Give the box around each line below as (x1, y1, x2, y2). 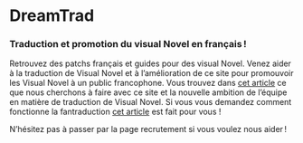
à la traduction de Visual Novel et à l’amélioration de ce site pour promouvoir (9, 68, 294, 79)
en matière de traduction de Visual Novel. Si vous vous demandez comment (9, 97, 292, 108)
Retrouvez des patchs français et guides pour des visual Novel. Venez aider (9, 58, 292, 69)
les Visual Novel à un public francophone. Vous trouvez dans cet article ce (9, 78, 287, 89)
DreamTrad (9, 5, 95, 26)
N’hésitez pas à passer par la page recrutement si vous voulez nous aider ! (9, 124, 288, 135)
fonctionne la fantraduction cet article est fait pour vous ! (9, 106, 222, 118)
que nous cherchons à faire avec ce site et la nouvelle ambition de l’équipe (9, 87, 288, 98)
